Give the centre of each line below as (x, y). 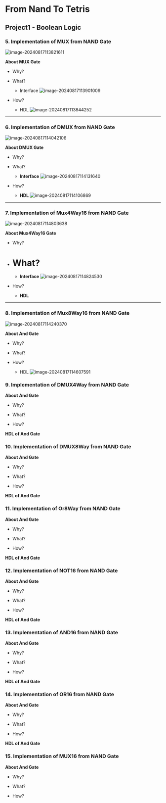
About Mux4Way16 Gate (31, 233)
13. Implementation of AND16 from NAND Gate (62, 632)
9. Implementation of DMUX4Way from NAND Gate (67, 384)
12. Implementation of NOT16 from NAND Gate (62, 570)
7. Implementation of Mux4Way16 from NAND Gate (67, 213)
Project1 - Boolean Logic (43, 27)
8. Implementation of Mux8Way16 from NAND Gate (67, 313)
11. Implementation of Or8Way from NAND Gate (63, 509)
